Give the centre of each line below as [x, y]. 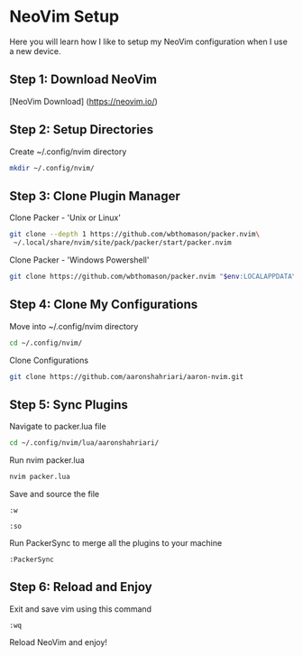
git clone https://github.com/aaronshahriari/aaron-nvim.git [127, 376]
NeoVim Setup [64, 17]
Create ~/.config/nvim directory [68, 152]
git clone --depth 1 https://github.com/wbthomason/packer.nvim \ [134, 235]
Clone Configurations [49, 360]
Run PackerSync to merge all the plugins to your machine [116, 543]
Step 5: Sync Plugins [69, 405]
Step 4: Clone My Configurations [104, 305]
